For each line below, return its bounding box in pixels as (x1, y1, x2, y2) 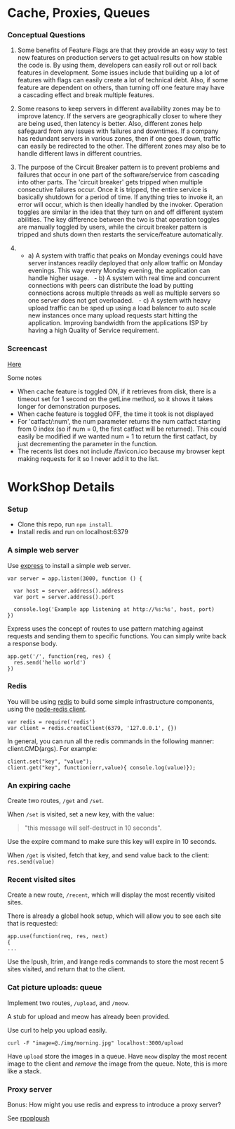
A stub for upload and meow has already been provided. (7, 1012, 170, 1021)
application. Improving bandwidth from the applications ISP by (27, 319, 208, 327)
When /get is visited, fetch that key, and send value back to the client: (7, 851, 210, 859)
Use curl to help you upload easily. (7, 1026, 107, 1034)
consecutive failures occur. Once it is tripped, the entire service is (17, 185, 208, 194)
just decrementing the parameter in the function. (17, 439, 158, 448)
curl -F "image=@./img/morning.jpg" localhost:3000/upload (7, 1040, 184, 1047)
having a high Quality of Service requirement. (27, 326, 159, 335)
